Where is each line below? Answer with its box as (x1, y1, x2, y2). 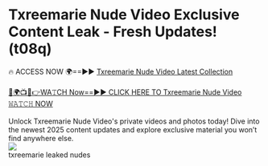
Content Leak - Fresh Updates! (8, 22, 217, 41)
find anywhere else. (8, 133, 74, 143)
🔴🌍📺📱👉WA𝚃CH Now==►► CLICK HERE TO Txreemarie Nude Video (8, 87, 242, 97)
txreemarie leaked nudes (8, 150, 91, 160)
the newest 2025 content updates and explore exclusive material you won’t (8, 124, 258, 134)
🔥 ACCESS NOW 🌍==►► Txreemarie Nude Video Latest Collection (8, 67, 233, 76)
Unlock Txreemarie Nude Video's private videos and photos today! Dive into (8, 116, 260, 126)
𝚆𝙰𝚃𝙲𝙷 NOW (8, 99, 54, 108)
